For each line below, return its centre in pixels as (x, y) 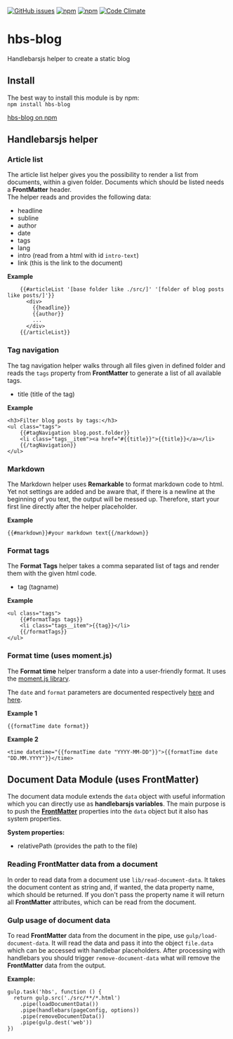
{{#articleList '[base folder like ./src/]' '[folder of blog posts (122, 289)
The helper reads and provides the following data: (79, 197)
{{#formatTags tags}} (51, 620)
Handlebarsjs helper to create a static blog (69, 58)
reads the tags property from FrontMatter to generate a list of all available (114, 373)
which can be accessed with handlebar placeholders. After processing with (116, 950)
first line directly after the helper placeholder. (73, 507)
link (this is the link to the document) (70, 263)
